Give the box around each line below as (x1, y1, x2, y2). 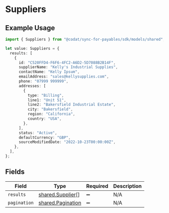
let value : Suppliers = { (5, 46, 59, 51)
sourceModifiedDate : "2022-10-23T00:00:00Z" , (18, 139, 116, 145)
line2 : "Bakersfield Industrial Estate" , (27, 102, 116, 107)
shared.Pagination (38, 199, 81, 206)
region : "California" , (27, 112, 75, 117)
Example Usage (5, 24, 55, 32)
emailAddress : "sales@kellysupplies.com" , (18, 74, 109, 79)
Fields (5, 168, 25, 176)
